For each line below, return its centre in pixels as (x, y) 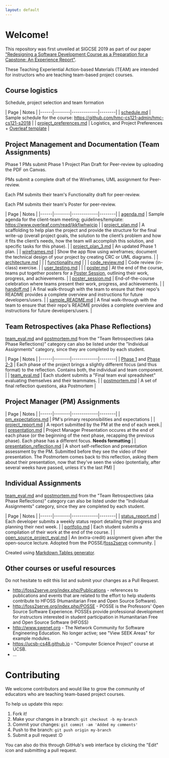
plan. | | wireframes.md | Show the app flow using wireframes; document (81, 252)
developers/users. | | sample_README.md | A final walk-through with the (81, 300)
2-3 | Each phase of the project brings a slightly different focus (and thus (81, 364)
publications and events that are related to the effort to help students (84, 596)
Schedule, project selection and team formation (55, 103)
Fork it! (20, 714)
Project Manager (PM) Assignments (63, 402)
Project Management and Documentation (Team (82, 144)
